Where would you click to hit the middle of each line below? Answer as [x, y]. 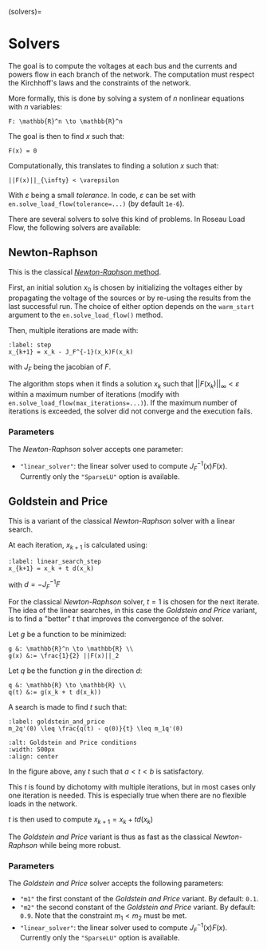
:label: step [30, 345]
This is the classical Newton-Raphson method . [85, 271]
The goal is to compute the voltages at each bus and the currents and [123, 65]
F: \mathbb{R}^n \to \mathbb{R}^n [66, 121]
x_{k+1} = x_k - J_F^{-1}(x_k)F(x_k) [71, 352]
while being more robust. [80, 845]
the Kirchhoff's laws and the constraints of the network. [100, 82]
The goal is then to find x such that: [67, 136]
